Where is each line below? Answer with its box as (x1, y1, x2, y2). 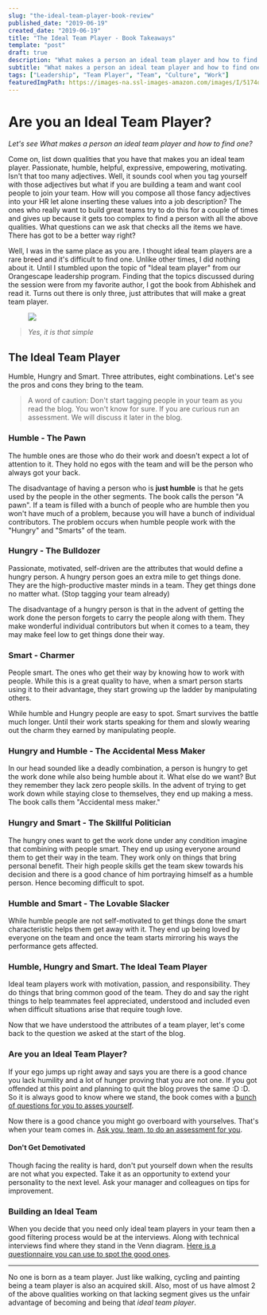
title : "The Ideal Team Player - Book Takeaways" (8, 33, 176, 42)
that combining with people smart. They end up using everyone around (8, 844, 241, 853)
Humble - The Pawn (8, 432, 86, 443)
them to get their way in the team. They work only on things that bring (8, 852, 237, 862)
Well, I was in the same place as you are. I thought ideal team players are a (8, 246, 253, 256)
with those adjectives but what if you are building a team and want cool (8, 180, 242, 190)
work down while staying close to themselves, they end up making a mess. (8, 789, 253, 798)
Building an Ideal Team (8, 1206, 98, 1217)
